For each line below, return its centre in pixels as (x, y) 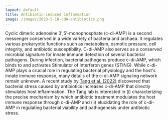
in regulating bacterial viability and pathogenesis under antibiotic (83, 107)
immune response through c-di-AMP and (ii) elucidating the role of (74, 102)
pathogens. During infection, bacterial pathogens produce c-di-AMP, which (83, 60)
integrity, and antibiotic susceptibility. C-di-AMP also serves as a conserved (83, 49)
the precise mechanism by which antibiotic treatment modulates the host (80, 97)
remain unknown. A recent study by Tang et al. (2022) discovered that (78, 81)
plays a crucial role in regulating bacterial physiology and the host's (86, 70)
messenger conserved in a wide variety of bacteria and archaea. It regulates (84, 38)
